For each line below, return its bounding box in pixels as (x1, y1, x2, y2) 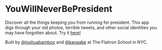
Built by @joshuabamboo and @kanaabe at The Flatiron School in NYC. (5, 39, 148, 45)
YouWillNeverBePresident (5, 3, 113, 15)
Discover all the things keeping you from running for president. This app (5, 19, 149, 25)
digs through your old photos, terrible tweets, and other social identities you (5, 24, 157, 30)
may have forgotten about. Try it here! (5, 30, 81, 35)
